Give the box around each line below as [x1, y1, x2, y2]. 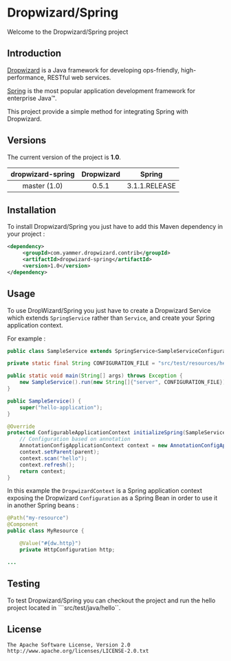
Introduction [7, 48, 62, 59]
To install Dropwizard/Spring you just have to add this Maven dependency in [7, 223, 223, 231]
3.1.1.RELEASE [126, 181, 177, 190]
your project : [7, 230, 45, 238]
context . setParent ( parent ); [19, 449, 100, 456]
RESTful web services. [47, 73, 111, 81]
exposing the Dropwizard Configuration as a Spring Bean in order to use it [7, 494, 218, 502]
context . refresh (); [19, 461, 76, 468]
